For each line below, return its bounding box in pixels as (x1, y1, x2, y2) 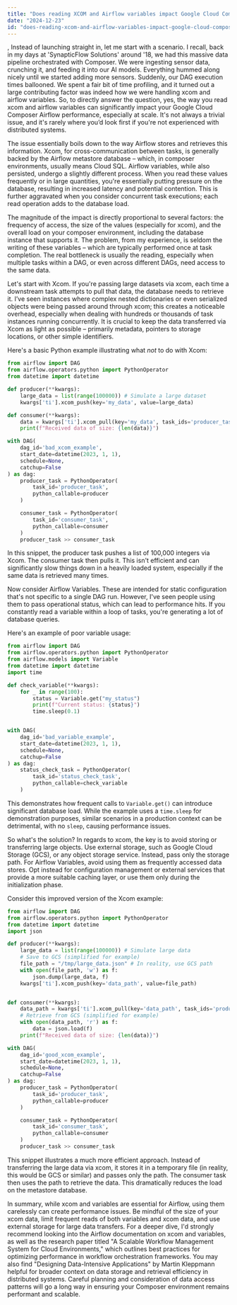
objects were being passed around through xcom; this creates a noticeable (7, 302, 226, 311)
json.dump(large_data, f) (32, 973, 109, 981)
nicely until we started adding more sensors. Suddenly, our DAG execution (7, 73, 224, 81)
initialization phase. (7, 880, 63, 889)
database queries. (7, 615, 60, 624)
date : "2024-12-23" (7, 17, 65, 24)
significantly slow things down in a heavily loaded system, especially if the (7, 564, 224, 572)
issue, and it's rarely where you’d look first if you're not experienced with (7, 118, 219, 127)
